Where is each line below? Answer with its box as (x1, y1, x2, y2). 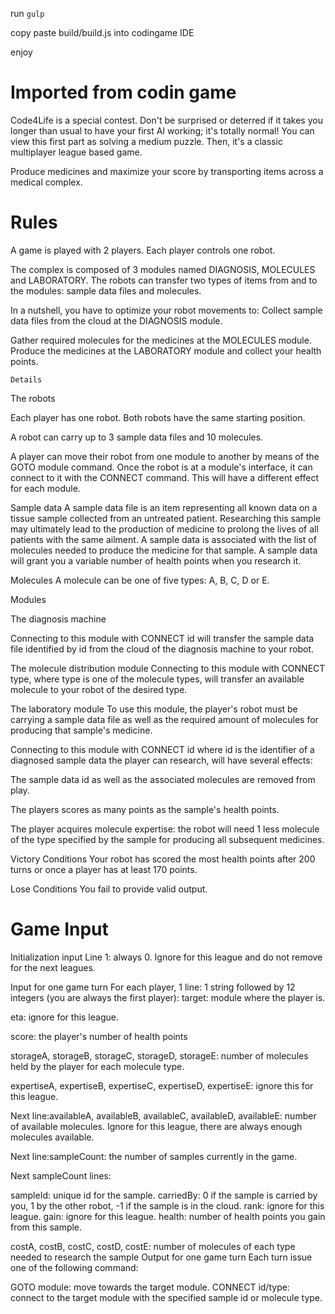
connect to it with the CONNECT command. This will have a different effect (10, 471, 319, 483)
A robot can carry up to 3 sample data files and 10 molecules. (10, 431, 264, 443)
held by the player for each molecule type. (10, 1060, 185, 1072)
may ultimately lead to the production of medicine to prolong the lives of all (10, 523, 319, 535)
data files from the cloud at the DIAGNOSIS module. (10, 314, 223, 327)
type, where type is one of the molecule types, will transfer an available (10, 673, 305, 685)
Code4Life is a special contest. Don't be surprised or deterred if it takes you (10, 114, 323, 126)
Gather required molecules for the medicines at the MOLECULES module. (10, 334, 312, 346)
